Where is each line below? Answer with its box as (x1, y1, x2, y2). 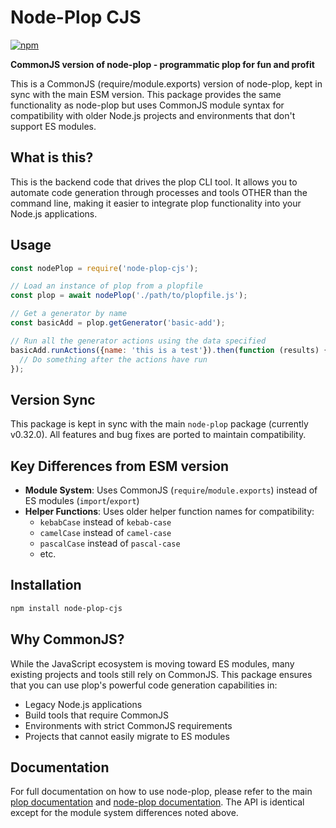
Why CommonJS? (10, 631, 125, 648)
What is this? (10, 149, 94, 166)
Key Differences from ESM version (10, 457, 230, 475)
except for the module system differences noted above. (10, 807, 239, 819)
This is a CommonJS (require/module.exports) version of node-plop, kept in (10, 77, 323, 90)
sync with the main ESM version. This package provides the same (10, 88, 282, 100)
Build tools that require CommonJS (24, 709, 170, 721)
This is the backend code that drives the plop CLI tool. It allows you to (10, 176, 298, 188)
